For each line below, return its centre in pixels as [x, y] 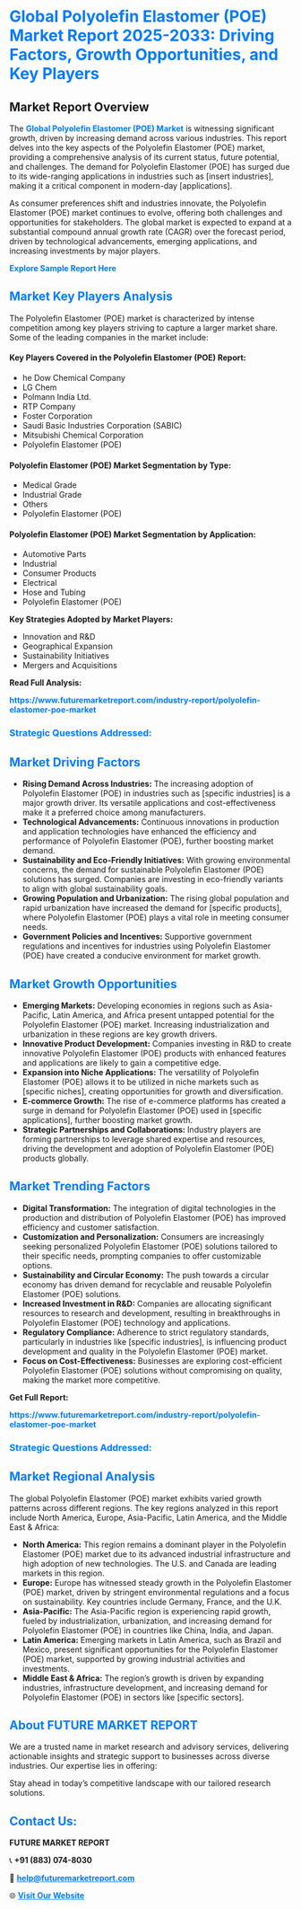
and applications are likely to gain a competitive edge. [121, 1063]
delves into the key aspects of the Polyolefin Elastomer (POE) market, [138, 147]
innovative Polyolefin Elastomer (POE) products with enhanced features [154, 1053]
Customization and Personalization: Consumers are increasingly [143, 1236]
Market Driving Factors [75, 762]
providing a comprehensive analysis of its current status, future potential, [144, 157]
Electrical [39, 583]
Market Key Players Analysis [91, 297]
